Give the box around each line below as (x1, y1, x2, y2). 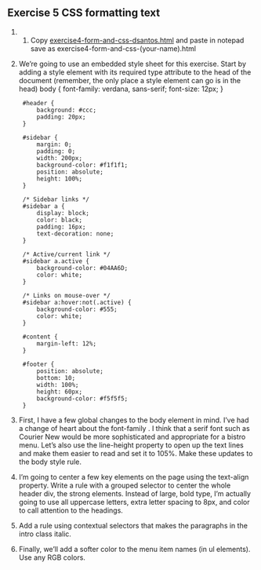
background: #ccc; (36, 106, 97, 114)
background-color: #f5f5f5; (36, 394, 129, 403)
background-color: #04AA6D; (36, 264, 129, 272)
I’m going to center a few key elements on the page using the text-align (18, 472, 249, 481)
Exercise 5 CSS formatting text (7, 6, 161, 20)
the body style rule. (18, 457, 82, 466)
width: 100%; (36, 381, 79, 389)
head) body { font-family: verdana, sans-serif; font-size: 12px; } (18, 84, 224, 93)
